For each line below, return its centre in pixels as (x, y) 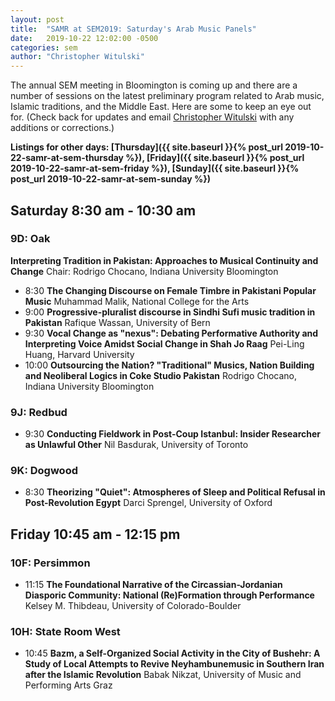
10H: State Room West (65, 632)
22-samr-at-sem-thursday (67, 158)
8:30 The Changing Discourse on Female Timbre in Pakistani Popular (170, 290)
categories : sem (44, 47)
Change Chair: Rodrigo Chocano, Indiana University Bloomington (144, 271)
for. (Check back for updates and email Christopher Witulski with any (152, 117)
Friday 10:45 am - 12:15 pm (95, 534)
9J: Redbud (39, 412)
